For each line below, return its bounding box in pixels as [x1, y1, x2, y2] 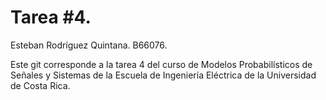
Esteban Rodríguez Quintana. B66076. [10, 39, 168, 51]
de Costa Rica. [10, 79, 71, 91]
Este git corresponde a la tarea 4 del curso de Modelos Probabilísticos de [10, 58, 313, 70]
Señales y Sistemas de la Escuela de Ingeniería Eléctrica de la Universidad [10, 69, 317, 81]
